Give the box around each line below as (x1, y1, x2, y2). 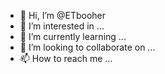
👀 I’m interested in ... (19, 20, 105, 32)
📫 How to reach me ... (19, 53, 113, 64)
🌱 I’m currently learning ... (19, 31, 127, 42)
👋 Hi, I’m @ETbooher (19, 10, 107, 21)
